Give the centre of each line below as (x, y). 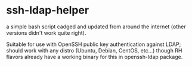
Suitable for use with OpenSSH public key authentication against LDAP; (94, 44)
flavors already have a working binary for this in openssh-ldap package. (95, 57)
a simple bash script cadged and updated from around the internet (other (96, 27)
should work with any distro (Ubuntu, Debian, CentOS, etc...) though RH (94, 50)
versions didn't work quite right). (46, 32)
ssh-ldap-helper (48, 10)
